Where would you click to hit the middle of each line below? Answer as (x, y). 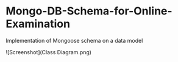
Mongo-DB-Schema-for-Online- (89, 11)
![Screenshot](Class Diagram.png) (49, 52)
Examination (38, 24)
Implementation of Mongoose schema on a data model (74, 40)
